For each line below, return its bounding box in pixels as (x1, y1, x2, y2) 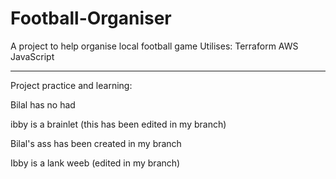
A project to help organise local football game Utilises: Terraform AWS (10, 40, 299, 52)
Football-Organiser (10, 7, 172, 30)
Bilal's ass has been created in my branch (10, 137, 182, 149)
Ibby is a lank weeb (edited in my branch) (10, 157, 181, 169)
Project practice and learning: (10, 79, 133, 91)
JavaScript (10, 50, 55, 62)
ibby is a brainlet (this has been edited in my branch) (10, 118, 227, 130)
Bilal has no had (10, 98, 76, 111)
